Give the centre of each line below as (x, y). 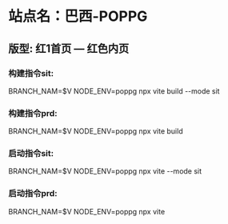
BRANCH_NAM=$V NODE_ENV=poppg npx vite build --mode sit (114, 91)
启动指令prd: (33, 194)
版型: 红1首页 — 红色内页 (69, 48)
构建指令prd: (33, 113)
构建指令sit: (31, 73)
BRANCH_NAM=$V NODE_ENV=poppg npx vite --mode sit (105, 171)
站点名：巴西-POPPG (78, 16)
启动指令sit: (31, 154)
